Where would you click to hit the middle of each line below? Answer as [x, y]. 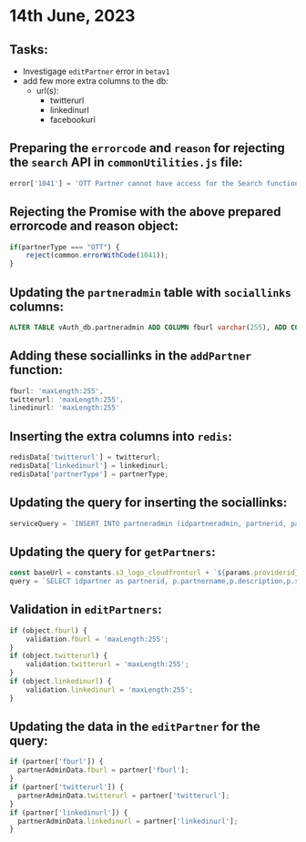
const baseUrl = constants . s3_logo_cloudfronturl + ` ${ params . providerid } [154, 573]
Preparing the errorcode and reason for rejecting [147, 148]
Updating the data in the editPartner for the [135, 727]
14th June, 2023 [72, 16]
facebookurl [72, 120]
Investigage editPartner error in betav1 [96, 71]
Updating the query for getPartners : [112, 552]
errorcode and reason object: [94, 226]
